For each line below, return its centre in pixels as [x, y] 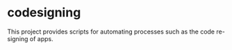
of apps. [41, 38]
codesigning [44, 13]
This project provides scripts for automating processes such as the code [111, 32]
